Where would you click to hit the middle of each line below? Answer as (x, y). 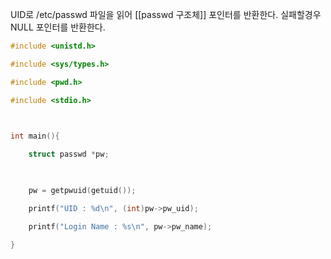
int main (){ (35, 136)
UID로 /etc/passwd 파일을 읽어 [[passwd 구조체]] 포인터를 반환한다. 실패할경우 (166, 14)
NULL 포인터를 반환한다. (58, 27)
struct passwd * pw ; (69, 154)
